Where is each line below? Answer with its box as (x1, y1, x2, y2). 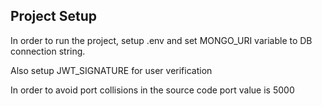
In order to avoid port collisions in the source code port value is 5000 (10, 84, 295, 96)
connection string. (10, 45, 86, 57)
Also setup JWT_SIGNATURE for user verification (10, 64, 213, 76)
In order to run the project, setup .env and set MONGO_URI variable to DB (10, 34, 313, 46)
